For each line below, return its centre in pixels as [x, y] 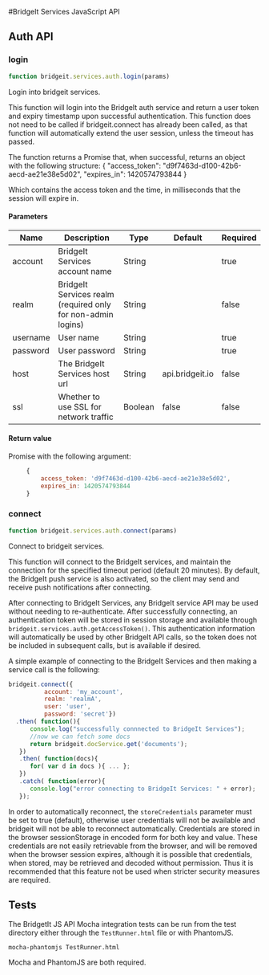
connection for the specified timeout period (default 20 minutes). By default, [134, 570]
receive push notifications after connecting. [80, 587]
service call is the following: [54, 669]
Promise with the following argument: [70, 456]
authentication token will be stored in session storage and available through [133, 620]
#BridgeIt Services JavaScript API [64, 12]
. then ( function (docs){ [58, 759]
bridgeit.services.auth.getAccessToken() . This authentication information [132, 628]
